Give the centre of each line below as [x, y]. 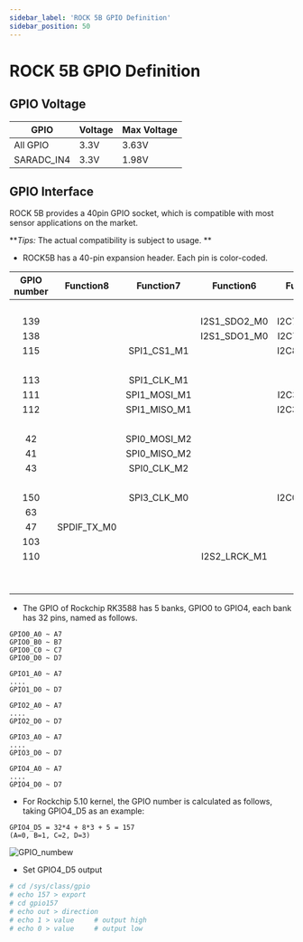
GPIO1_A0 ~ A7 [36, 674]
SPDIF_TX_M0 [87, 527]
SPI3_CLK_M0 [159, 498]
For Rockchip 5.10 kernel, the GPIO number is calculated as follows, [147, 802]
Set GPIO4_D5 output [62, 870]
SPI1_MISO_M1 [159, 410]
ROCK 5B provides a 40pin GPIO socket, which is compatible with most [142, 213]
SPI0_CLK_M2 [159, 468]
